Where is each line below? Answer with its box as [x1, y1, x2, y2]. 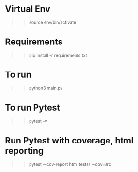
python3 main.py [29, 85, 63, 91]
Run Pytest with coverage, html [5, 135, 134, 146]
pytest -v [29, 118, 47, 124]
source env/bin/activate [29, 19, 77, 25]
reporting [5, 145, 44, 156]
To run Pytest [5, 102, 61, 113]
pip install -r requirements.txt [29, 52, 87, 58]
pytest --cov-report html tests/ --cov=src [29, 161, 111, 167]
